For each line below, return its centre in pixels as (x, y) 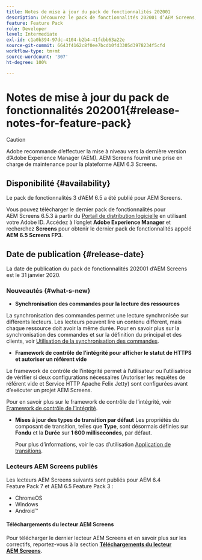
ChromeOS (29, 498)
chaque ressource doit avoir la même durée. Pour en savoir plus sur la (93, 328)
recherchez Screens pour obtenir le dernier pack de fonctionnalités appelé (99, 229)
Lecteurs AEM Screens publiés (52, 466)
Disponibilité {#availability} (59, 183)
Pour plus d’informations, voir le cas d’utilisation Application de (93, 445)
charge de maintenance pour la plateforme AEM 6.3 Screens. (82, 164)
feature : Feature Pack (35, 23)
